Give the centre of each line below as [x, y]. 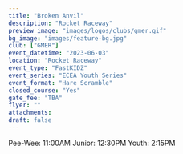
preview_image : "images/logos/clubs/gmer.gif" [87, 30]
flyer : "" [25, 105]
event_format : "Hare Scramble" [61, 83]
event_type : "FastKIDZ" [48, 68]
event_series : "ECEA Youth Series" [68, 75]
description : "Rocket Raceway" [61, 23]
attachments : [30, 113]
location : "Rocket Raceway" [55, 61]
